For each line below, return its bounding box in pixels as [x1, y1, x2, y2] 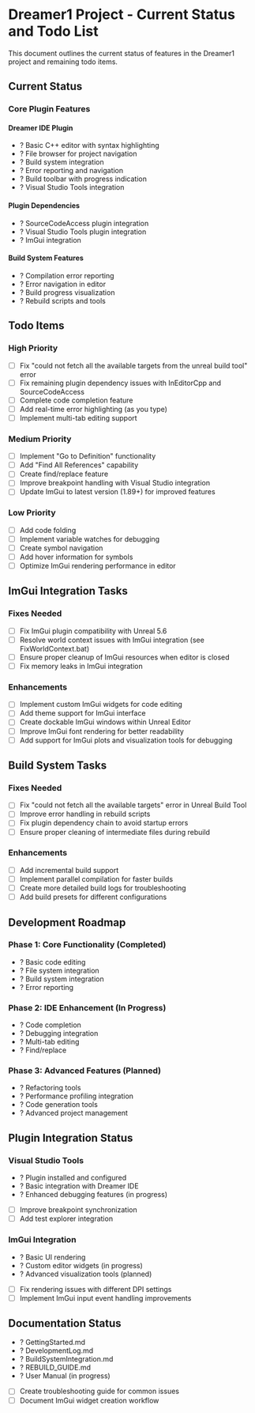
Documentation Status [8, 1317, 122, 1330]
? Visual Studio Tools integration [19, 183, 125, 192]
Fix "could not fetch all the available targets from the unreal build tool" [19, 361, 248, 370]
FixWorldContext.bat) [19, 644, 89, 653]
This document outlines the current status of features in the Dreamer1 [8, 48, 235, 58]
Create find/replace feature [19, 469, 109, 479]
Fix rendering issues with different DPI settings [19, 1284, 172, 1294]
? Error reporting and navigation [19, 166, 124, 176]
